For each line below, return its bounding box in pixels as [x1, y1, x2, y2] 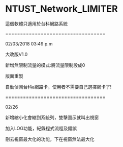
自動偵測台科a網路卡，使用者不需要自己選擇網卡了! [5, 84, 112, 90]
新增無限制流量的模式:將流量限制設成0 [5, 62, 85, 68]
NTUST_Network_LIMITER [5, 3, 118, 15]
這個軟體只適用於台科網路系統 [5, 20, 68, 27]
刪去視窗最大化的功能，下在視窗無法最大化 [5, 136, 95, 142]
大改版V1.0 [5, 51, 28, 57]
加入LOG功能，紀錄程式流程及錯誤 [5, 125, 77, 131]
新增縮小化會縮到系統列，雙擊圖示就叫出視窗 [5, 114, 99, 120]
